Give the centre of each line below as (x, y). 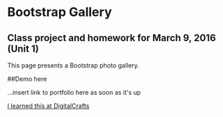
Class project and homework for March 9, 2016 (111, 38)
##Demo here (27, 79)
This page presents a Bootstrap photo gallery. (73, 65)
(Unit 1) (23, 48)
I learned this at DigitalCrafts (48, 106)
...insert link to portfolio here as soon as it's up (74, 92)
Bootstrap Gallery (60, 12)
